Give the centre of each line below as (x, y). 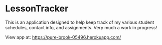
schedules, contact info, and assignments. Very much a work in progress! (81, 27)
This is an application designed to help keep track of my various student (80, 22)
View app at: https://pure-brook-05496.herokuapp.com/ (63, 37)
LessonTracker (37, 9)
